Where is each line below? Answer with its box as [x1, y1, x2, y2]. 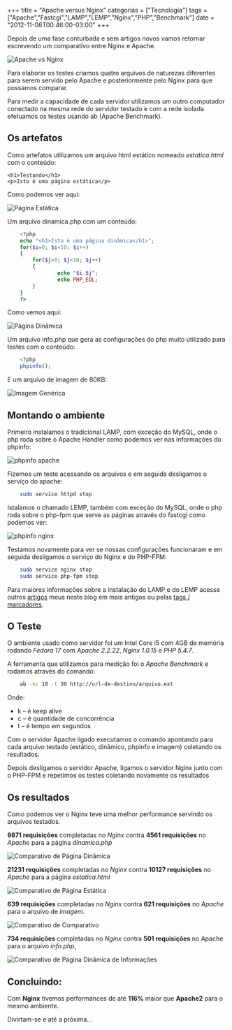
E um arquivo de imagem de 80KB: [7, 375, 107, 384]
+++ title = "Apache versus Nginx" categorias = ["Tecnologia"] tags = [7, 6, 208, 14]
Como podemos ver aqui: [7, 190, 80, 198]
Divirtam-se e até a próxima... [7, 1015, 93, 1023]
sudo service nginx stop [20, 566, 92, 573]
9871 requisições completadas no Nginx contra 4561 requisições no [7, 831, 206, 839]
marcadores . [7, 600, 44, 609]
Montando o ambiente [7, 409, 106, 421]
